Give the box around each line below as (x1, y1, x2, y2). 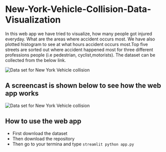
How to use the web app (5, 117, 82, 125)
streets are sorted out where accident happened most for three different (5, 46, 154, 52)
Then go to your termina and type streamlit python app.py (12, 141, 135, 147)
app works (5, 89, 39, 98)
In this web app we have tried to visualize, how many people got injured (5, 30, 152, 36)
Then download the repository (12, 135, 75, 141)
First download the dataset (12, 130, 68, 136)
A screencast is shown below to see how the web (5, 81, 161, 90)
